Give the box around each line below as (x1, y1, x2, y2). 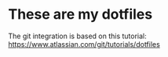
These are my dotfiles (8, 5, 153, 23)
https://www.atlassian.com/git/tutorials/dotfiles (8, 39, 161, 48)
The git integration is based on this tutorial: (8, 31, 147, 41)
